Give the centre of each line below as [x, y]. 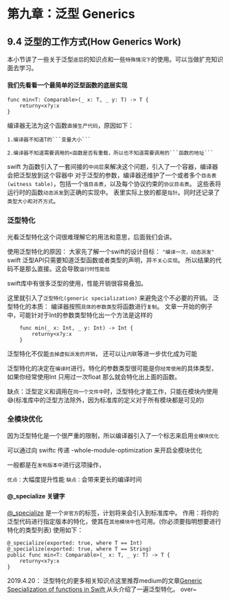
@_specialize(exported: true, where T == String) [80, 549]
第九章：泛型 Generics [71, 14]
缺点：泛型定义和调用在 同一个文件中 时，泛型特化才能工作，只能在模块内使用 [113, 391]
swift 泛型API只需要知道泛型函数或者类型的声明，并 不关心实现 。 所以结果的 [112, 260]
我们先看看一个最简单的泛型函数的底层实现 [67, 85]
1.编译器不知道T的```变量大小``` [49, 140]
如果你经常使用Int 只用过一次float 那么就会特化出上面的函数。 [94, 377]
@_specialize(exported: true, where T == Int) [75, 543]
